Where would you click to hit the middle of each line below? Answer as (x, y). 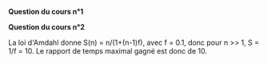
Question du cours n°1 (46, 12)
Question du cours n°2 (47, 27)
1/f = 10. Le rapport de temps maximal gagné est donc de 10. (108, 51)
